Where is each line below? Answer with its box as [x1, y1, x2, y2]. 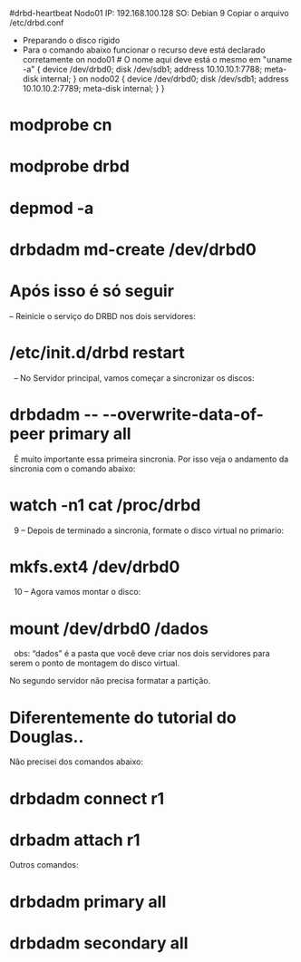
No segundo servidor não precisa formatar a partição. [9, 675, 211, 686]
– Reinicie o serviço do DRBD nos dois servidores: [9, 310, 197, 321]
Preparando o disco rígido [22, 35, 121, 45]
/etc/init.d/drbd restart [9, 342, 185, 363]
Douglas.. [9, 726, 84, 747]
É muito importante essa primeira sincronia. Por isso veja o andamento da [13, 453, 289, 464]
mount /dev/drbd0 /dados [9, 618, 209, 638]
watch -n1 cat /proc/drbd [9, 494, 201, 515]
